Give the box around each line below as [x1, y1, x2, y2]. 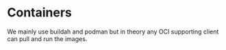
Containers [7, 5, 72, 21]
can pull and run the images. [7, 34, 88, 42]
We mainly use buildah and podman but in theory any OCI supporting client [7, 27, 219, 36]
